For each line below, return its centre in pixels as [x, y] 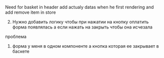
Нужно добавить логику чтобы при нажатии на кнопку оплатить [81, 22]
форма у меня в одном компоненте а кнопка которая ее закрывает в [85, 46]
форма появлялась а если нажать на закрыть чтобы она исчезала [82, 27]
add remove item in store [30, 12]
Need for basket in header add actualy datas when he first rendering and [80, 7]
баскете [21, 51]
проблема [16, 37]
